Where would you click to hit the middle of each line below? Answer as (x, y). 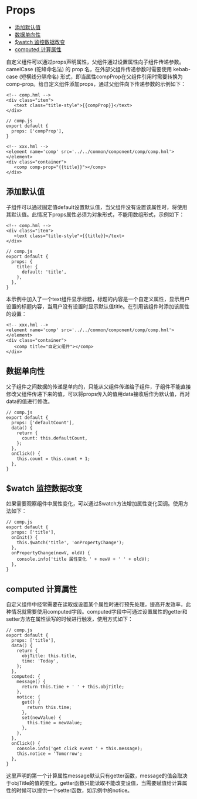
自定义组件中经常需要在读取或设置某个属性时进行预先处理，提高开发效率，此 (98, 604)
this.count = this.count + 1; (54, 459)
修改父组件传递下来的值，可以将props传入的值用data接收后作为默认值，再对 (98, 394)
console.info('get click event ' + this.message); (80, 749)
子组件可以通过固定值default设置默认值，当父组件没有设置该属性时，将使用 (97, 207)
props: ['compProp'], (38, 131)
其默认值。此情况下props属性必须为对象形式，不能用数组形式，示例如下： (95, 214)
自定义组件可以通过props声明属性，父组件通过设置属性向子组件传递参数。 (95, 62)
